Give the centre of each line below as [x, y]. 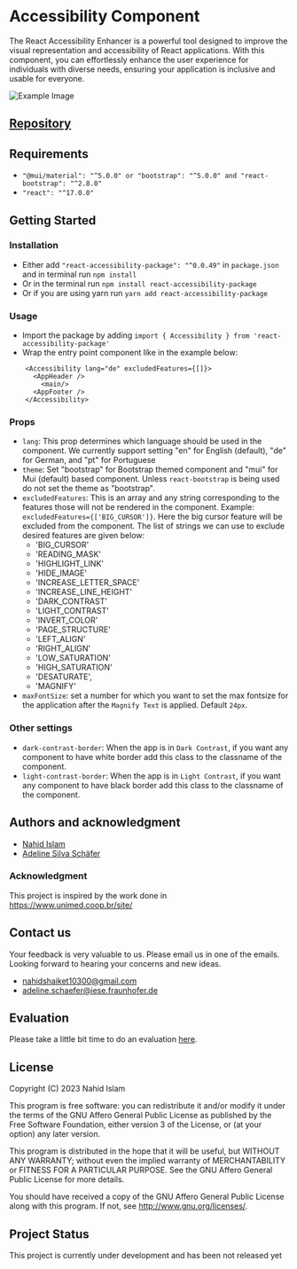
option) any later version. [55, 1134]
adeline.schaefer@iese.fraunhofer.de [90, 990]
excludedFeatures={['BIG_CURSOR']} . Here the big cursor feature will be [152, 517]
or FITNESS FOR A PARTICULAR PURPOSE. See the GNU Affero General [141, 1170]
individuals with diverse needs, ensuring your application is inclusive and [142, 69]
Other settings [41, 728]
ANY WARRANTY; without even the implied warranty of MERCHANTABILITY [148, 1161]
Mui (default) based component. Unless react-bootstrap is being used [151, 479]
